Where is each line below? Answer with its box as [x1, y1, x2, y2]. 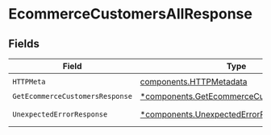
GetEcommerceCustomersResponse [12, 92, 133, 100]
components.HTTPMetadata [140, 76, 248, 87]
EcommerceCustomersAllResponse [8, 5, 252, 23]
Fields [8, 37, 40, 51]
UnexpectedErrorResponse [12, 110, 108, 119]
